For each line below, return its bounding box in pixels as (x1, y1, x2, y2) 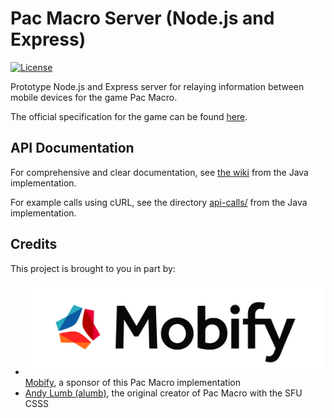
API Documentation (10, 140, 135, 157)
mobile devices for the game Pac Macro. (10, 91, 178, 103)
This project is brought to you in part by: (10, 262, 176, 274)
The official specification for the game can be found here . (10, 110, 248, 122)
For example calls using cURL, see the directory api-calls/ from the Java (10, 196, 308, 208)
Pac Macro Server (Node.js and (10, 7, 275, 30)
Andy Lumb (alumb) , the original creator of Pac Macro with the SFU (24, 387, 303, 399)
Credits (10, 236, 58, 253)
